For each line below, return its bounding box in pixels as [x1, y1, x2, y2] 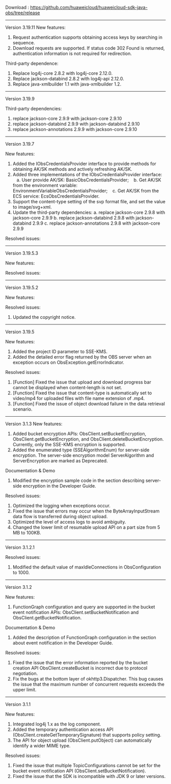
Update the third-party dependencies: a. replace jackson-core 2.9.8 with [12, 209, 165, 215]
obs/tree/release [5, 10, 40, 16]
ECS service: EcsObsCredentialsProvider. [12, 193, 100, 199]
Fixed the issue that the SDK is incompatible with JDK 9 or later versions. [12, 773, 166, 779]
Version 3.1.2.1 [5, 545, 35, 550]
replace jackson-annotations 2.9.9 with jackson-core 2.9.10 [12, 126, 137, 132]
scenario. [12, 406, 33, 412]
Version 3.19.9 [5, 96, 35, 101]
